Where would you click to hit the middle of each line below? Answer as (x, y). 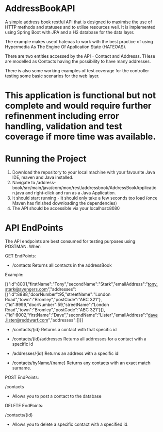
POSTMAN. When (23, 246)
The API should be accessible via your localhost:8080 (66, 208)
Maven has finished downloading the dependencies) (65, 203)
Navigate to (24, 183)
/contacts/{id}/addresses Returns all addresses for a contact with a (79, 339)
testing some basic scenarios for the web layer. (52, 76)
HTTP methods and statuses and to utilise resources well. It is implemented (80, 27)
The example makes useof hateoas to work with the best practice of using (79, 41)
